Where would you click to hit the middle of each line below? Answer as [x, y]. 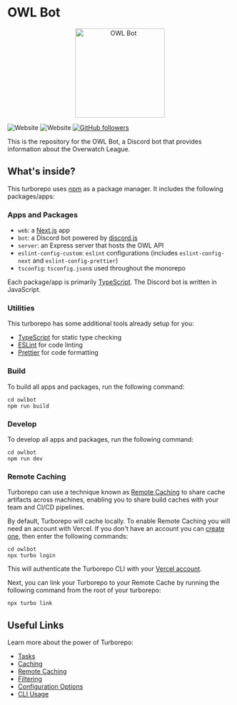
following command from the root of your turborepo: [84, 590]
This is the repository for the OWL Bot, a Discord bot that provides [105, 141]
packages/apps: [31, 196]
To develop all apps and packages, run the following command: [101, 439]
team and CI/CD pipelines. [46, 507]
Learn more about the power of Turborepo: [70, 642]
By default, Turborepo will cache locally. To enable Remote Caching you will [119, 521]
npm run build [29, 406]
